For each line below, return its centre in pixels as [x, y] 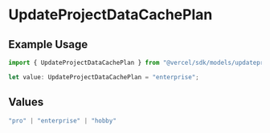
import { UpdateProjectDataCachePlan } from [84, 62]
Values [26, 102]
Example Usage [48, 44]
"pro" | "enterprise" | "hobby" [62, 121]
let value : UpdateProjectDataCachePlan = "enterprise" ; [104, 77]
